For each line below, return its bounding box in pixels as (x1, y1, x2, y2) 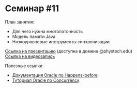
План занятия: (5, 19, 35, 25)
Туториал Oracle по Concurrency (12, 77, 80, 83)
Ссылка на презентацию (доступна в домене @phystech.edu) (5, 48, 133, 54)
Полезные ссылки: (5, 63, 44, 69)
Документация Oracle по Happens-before (12, 72, 98, 78)
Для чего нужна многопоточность (12, 28, 83, 34)
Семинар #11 (5, 3, 59, 14)
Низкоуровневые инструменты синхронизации (12, 38, 110, 44)
